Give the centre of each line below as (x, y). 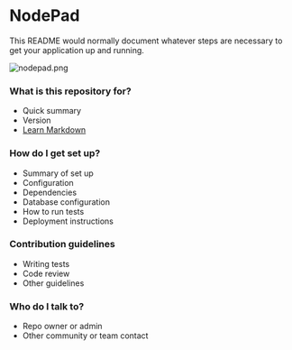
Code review (46, 273)
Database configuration (66, 202)
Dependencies (50, 192)
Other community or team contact (85, 336)
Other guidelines (53, 283)
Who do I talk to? (47, 306)
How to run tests (53, 211)
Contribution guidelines (62, 244)
